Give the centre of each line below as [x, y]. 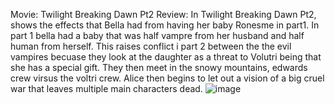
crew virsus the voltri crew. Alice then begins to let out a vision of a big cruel [167, 78]
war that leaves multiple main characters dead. [106, 88]
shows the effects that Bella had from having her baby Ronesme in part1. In [165, 25]
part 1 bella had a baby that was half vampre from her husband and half [157, 35]
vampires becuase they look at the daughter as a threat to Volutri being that [166, 57]
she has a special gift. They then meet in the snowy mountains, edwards [159, 67]
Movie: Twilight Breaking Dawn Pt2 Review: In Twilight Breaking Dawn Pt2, [163, 14]
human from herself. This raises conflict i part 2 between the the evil [151, 46]
